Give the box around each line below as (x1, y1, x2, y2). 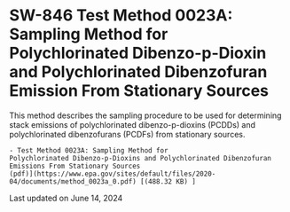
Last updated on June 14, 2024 (9, 192, 123, 203)
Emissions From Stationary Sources (9, 161, 141, 170)
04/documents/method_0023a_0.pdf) (9, 177, 137, 186)
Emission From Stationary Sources (9, 81, 269, 101)
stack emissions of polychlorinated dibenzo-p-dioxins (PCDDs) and (9, 119, 255, 130)
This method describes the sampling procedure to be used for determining (9, 110, 282, 121)
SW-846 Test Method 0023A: (9, 5, 233, 26)
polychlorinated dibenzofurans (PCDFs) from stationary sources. (9, 129, 246, 139)
